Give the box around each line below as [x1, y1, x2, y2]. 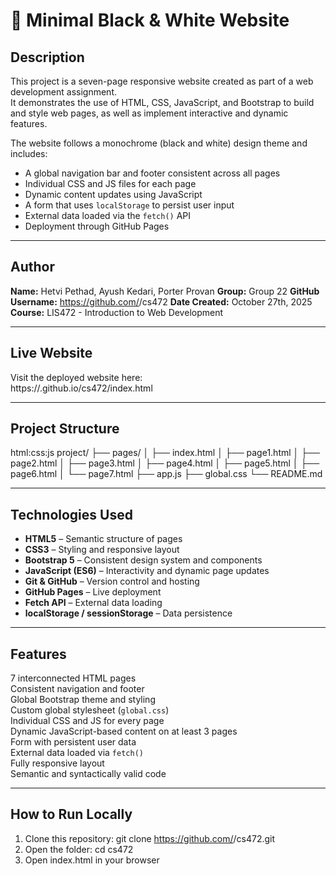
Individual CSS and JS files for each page [24, 178, 197, 189]
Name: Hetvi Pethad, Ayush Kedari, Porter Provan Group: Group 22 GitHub [10, 285, 320, 297]
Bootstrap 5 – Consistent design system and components [24, 554, 263, 566]
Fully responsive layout [10, 757, 105, 769]
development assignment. [10, 86, 117, 98]
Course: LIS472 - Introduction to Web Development [10, 306, 224, 318]
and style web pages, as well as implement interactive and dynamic [10, 107, 289, 119]
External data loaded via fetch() [10, 747, 144, 759]
